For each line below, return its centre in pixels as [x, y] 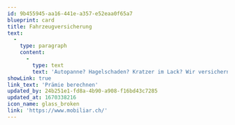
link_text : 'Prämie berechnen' [53, 85]
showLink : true [29, 78]
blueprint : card [31, 20]
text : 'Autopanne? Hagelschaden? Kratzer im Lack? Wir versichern [131, 72]
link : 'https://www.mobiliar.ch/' [58, 110]
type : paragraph [44, 46]
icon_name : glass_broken [43, 104]
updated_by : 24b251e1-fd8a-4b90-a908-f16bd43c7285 [83, 91]
